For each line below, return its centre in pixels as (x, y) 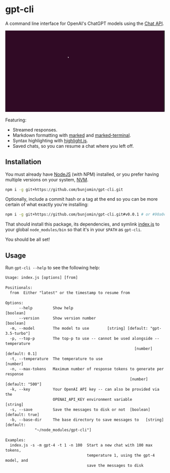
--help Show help (46, 308)
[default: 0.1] (21, 354)
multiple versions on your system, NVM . (47, 179)
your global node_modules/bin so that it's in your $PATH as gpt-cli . (73, 230)
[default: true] (22, 415)
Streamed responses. (35, 130)
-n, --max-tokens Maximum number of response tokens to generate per (87, 369)
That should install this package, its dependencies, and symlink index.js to (82, 224)
